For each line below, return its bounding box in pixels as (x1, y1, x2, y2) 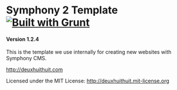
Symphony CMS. (6, 55, 47, 62)
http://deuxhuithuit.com (6, 66, 63, 73)
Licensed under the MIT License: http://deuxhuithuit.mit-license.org (6, 77, 169, 85)
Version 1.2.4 (6, 36, 39, 43)
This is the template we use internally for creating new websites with (6, 49, 172, 56)
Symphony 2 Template (6, 4, 118, 17)
